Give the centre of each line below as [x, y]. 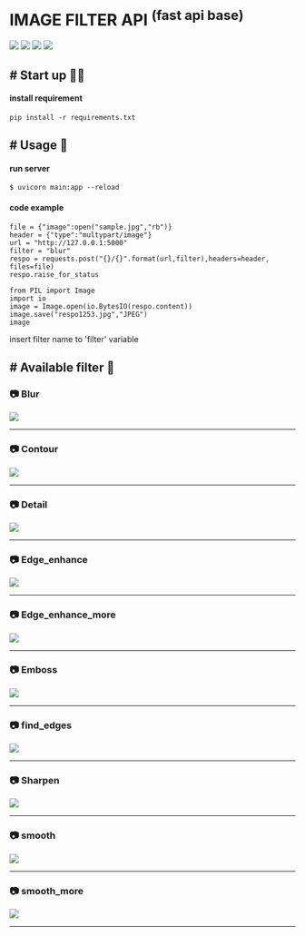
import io [28, 298]
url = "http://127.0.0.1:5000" [69, 242]
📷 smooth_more [47, 891]
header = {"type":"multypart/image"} [81, 235]
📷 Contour [34, 449]
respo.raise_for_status [54, 274]
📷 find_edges [41, 725]
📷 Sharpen [34, 781]
